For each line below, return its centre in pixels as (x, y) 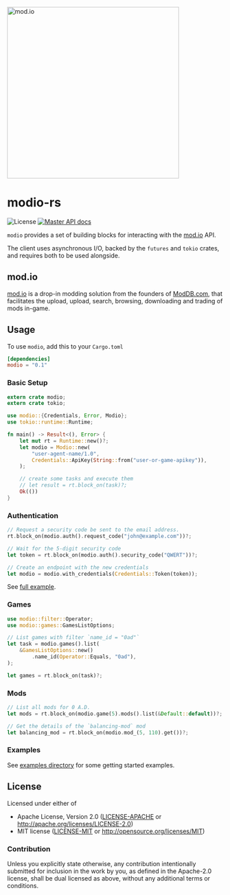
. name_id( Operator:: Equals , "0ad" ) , (84, 657)
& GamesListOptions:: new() (57, 651)
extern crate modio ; (37, 397)
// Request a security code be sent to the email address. (93, 530)
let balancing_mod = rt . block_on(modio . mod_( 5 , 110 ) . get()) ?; (98, 732)
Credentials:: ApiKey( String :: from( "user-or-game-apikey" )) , (119, 460)
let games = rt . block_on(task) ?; (55, 675)
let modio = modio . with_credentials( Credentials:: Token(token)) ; (102, 574)
